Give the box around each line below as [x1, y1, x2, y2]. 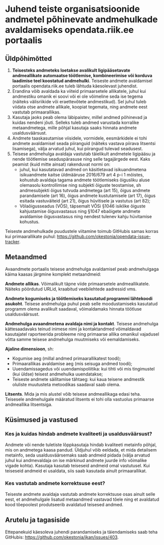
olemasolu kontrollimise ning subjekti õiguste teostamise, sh [19, 182, 141, 188]
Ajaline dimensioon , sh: [5, 345, 54, 352]
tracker [5, 239, 20, 244]
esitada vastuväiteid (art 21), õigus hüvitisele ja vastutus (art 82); [19, 198, 151, 203]
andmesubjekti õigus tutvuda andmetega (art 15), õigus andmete [19, 188, 151, 193]
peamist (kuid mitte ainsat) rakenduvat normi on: [12, 161, 110, 167]
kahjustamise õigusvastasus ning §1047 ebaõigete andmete [19, 208, 141, 214]
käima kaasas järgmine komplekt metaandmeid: [5, 271, 102, 277]
